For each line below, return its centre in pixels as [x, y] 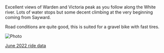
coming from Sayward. [28, 17]
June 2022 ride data [26, 45]
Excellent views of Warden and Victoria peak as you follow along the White [80, 7]
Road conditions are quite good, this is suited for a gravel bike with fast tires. [82, 27]
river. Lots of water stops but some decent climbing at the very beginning [79, 12]
